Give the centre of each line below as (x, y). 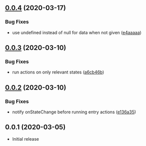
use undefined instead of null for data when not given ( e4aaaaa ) (77, 32)
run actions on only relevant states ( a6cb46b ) (58, 72)
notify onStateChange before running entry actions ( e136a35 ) (74, 112)
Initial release (25, 139)
